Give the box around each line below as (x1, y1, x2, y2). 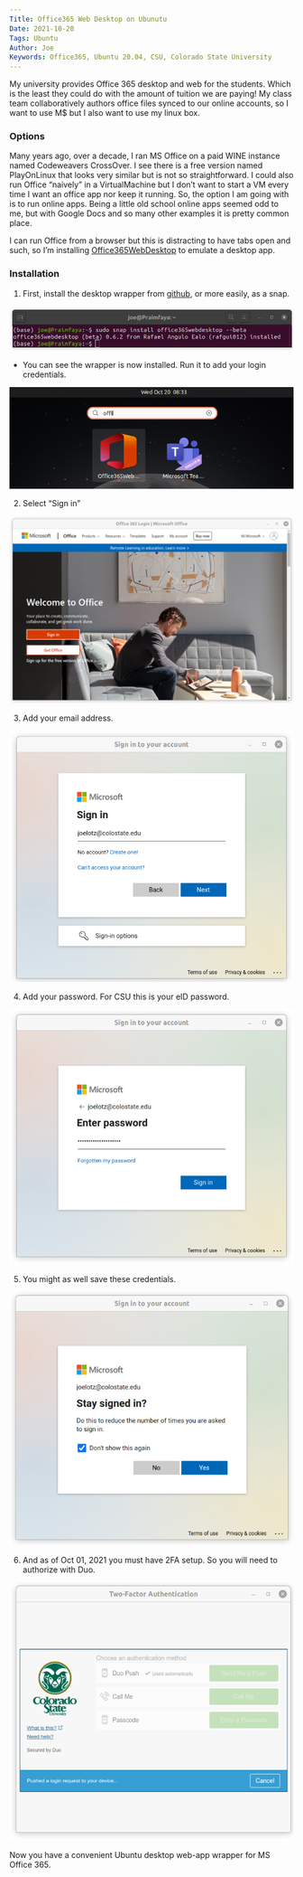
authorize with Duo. (22, 1564, 96, 1575)
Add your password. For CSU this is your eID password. (22, 991, 230, 1002)
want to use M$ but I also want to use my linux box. (9, 108, 201, 118)
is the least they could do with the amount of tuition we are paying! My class (9, 89, 292, 99)
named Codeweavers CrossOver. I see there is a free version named (9, 160, 263, 171)
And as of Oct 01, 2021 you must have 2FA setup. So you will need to (22, 1555, 278, 1566)
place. (9, 218, 33, 229)
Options (9, 130, 45, 143)
